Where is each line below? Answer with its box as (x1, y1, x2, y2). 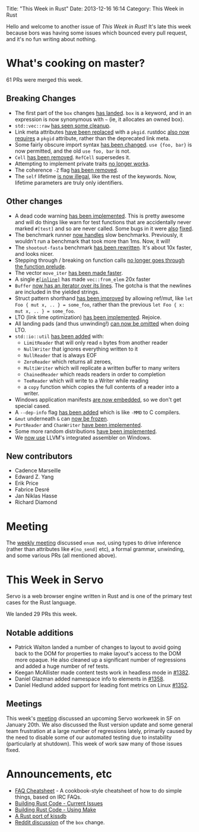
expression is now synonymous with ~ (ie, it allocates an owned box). (14, 116, 184, 123)
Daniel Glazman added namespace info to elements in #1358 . (14, 675, 165, 682)
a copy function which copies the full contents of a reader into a (23, 383, 179, 390)
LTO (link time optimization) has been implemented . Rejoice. (14, 313, 162, 321)
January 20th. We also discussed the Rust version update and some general (6, 721, 193, 728)
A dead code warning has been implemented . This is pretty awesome (14, 212, 185, 219)
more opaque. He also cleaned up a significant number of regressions (14, 656, 186, 664)
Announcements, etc (6, 768, 112, 781)
